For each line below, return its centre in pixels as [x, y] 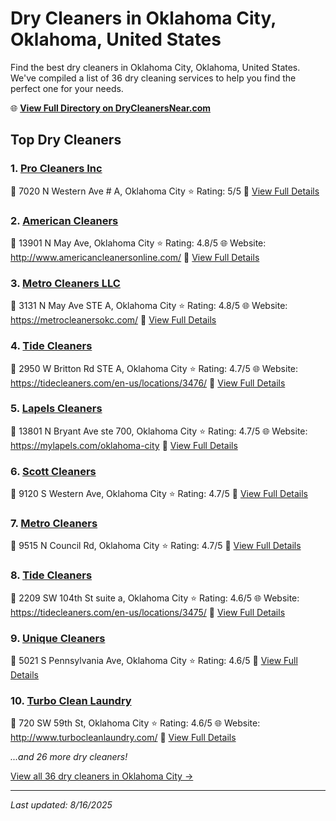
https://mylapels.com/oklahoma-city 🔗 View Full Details [124, 445]
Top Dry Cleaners [66, 140]
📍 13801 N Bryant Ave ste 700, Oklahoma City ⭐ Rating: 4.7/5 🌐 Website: [159, 431]
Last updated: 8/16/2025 [61, 805]
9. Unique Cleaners [58, 638]
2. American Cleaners [64, 220]
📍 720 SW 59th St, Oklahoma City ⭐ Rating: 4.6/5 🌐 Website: [135, 723]
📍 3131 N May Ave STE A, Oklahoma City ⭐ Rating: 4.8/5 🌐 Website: [149, 306]
